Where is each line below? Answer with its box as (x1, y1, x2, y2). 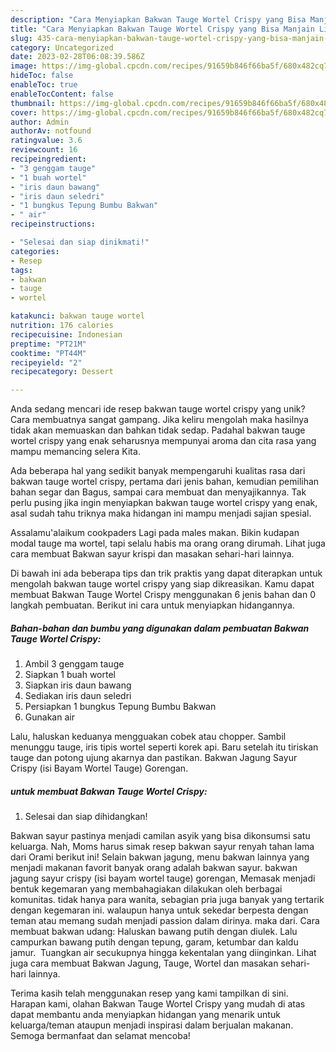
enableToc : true (10, 80, 78, 90)
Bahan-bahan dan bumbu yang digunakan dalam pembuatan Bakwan (10, 622, 310, 634)
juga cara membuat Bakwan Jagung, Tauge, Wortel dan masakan (10, 957, 279, 970)
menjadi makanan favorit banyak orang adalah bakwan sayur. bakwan (10, 862, 298, 874)
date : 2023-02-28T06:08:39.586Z (10, 52, 145, 62)
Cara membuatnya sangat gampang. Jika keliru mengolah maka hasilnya (10, 414, 309, 426)
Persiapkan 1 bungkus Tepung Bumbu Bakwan (24, 701, 217, 713)
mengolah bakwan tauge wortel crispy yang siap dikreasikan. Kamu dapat (10, 578, 315, 590)
